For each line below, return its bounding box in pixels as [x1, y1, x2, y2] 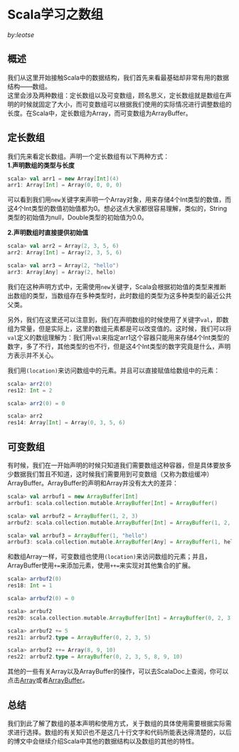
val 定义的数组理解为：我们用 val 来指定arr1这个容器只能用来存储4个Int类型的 [7, 333, 230, 342]
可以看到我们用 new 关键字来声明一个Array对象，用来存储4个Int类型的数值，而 [7, 195, 232, 204]
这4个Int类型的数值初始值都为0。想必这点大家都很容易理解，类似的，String [7, 204, 228, 213]
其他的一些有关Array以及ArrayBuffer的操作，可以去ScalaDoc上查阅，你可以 [7, 667, 229, 676]
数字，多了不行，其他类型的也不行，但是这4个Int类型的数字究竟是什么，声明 [7, 342, 231, 350]
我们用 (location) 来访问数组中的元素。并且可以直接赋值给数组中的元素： [7, 366, 221, 375]
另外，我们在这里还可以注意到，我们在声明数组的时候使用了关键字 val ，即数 [7, 315, 229, 324]
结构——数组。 [7, 82, 51, 90]
